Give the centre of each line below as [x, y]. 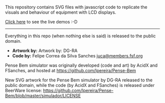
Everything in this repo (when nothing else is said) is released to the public [81, 36]
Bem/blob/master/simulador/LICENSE [43, 96]
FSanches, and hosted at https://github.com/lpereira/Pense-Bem [71, 70]
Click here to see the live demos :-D [41, 22]
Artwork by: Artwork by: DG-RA [45, 51]
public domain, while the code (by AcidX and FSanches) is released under [80, 85]
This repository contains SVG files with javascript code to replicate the [76, 7]
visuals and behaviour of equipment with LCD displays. [61, 12]
